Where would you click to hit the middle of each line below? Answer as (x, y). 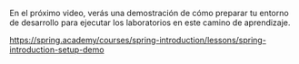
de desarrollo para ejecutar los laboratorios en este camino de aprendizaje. (150, 23)
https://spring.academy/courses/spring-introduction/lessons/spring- (138, 40)
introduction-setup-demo (57, 50)
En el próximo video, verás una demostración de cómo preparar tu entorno (149, 13)
